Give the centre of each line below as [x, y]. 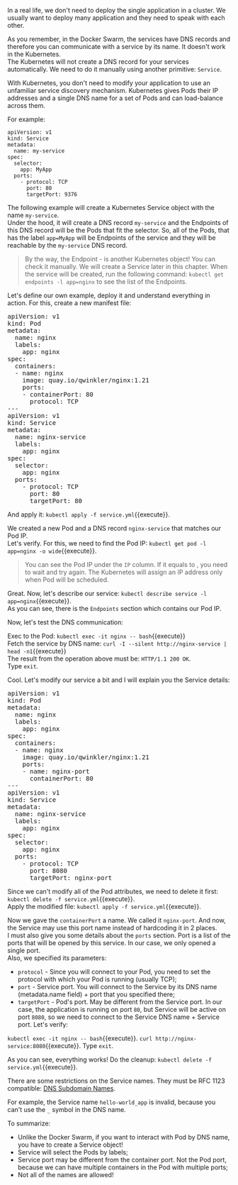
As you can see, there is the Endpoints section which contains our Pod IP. [114, 608]
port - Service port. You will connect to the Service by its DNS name [117, 987]
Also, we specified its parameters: [57, 958]
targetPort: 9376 [52, 194]
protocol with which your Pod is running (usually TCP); [97, 979]
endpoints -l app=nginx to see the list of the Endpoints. [106, 282]
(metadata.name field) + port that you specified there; [96, 994]
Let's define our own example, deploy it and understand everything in [109, 295]
